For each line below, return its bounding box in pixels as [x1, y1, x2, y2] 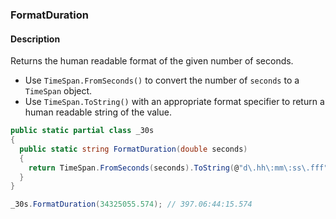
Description [10, 33, 61, 45]
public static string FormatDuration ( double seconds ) [19, 144, 248, 154]
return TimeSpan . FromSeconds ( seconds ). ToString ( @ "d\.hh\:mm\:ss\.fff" [28, 163, 329, 173]
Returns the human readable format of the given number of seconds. [10, 55, 294, 67]
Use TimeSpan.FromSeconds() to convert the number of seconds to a [24, 74, 300, 87]
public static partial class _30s [10, 126, 155, 136]
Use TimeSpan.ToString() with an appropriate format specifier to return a [24, 96, 325, 108]
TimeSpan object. [24, 85, 93, 97]
